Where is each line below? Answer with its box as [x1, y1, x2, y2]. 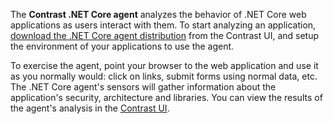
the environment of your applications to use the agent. [10, 40, 235, 52]
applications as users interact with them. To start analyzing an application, [10, 19, 317, 31]
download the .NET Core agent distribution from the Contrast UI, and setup [10, 30, 320, 41]
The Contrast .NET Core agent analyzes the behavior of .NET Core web [10, 9, 307, 20]
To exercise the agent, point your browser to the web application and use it [10, 60, 319, 71]
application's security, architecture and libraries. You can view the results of [10, 92, 323, 103]
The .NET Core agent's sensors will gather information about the [10, 81, 277, 93]
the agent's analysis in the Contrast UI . [10, 102, 170, 114]
